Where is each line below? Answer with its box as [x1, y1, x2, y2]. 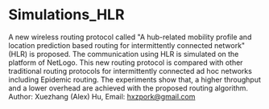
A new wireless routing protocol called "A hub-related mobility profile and [8, 32, 252, 42]
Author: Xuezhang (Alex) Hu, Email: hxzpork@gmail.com [8, 91, 196, 101]
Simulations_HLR [8, 6, 125, 24]
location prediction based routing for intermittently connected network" [8, 40, 246, 50]
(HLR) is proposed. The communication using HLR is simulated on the [8, 49, 239, 59]
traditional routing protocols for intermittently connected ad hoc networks [8, 66, 252, 75]
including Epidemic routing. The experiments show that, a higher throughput [8, 75, 262, 84]
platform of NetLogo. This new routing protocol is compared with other [8, 58, 243, 67]
